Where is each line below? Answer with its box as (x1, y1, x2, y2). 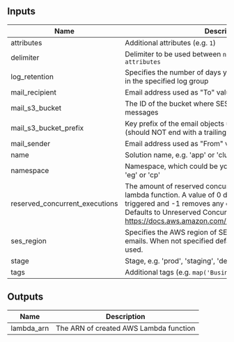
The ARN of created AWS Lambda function (55, 323, 196, 333)
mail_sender (10, 138, 51, 148)
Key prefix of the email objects (125, 118, 225, 128)
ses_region (10, 236, 47, 245)
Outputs (7, 291, 44, 303)
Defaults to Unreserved (125, 207, 201, 217)
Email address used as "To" (125, 87, 215, 97)
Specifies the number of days (125, 67, 221, 77)
